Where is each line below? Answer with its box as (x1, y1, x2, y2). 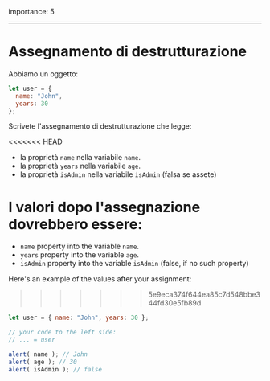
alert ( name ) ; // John (8, 350, 88, 358)
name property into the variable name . (19, 241, 139, 252)
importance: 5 (8, 7, 55, 16)
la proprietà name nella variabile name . (19, 153, 141, 162)
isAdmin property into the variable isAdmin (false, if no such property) (19, 259, 249, 268)
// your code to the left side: (8, 329, 117, 337)
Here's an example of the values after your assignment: (8, 274, 192, 284)
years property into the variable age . (19, 250, 139, 260)
